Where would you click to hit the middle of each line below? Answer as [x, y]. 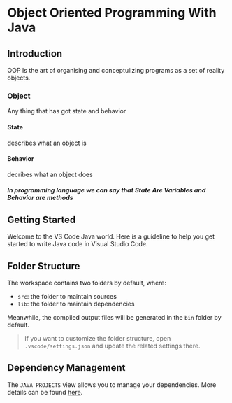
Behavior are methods [40, 198]
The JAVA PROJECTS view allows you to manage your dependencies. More [112, 384]
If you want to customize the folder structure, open [97, 338]
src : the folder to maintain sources [67, 296]
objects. [19, 78]
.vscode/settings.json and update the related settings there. [112, 346]
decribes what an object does [50, 174]
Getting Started [42, 219]
